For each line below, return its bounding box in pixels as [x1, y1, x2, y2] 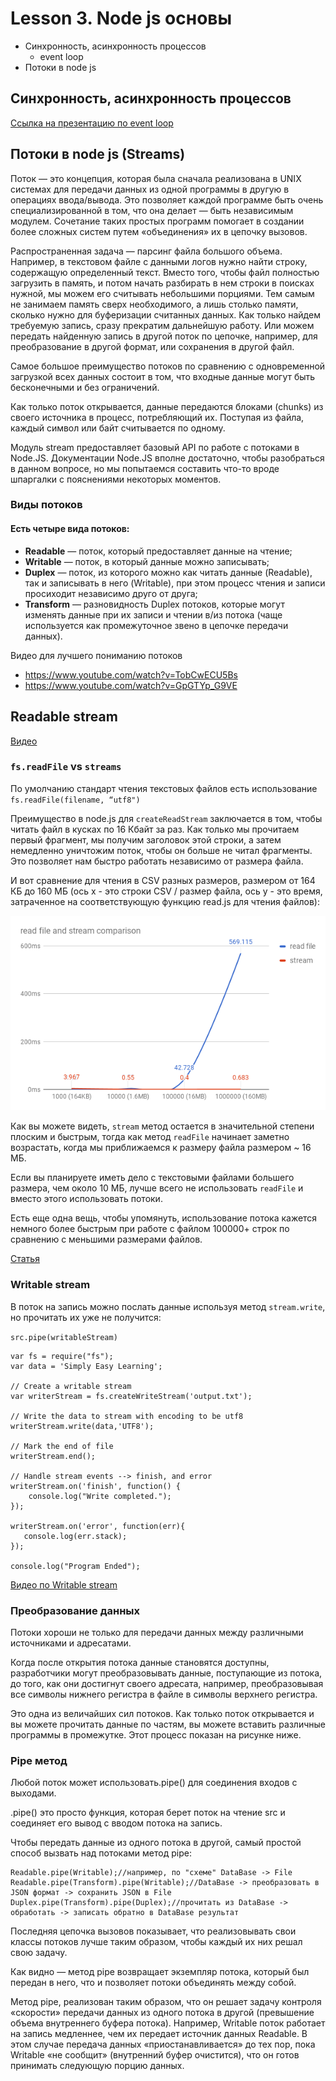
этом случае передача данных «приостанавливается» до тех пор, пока [10, 2038, 316, 2051]
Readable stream [10, 708, 118, 726]
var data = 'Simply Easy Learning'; [10, 1361, 163, 1371]
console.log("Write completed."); [28, 1491, 172, 1501]
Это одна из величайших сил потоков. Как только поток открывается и [10, 1708, 315, 1720]
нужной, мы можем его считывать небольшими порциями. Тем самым [10, 287, 315, 299]
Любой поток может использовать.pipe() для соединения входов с [10, 1777, 298, 1789]
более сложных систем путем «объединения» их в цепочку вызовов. [10, 225, 308, 237]
